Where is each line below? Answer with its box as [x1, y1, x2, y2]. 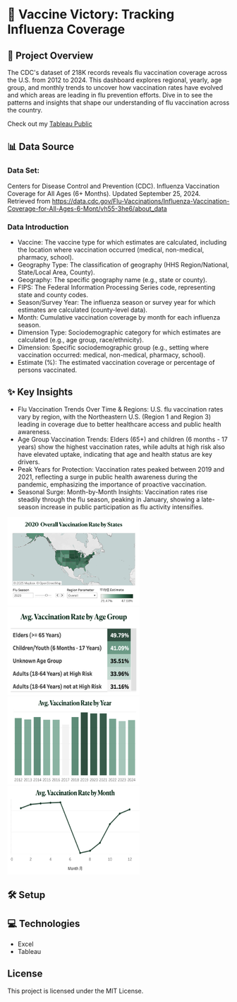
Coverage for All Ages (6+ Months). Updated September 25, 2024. [7, 189, 201, 197]
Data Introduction [7, 222, 69, 232]
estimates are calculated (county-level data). [17, 305, 148, 314]
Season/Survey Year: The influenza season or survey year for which [17, 298, 217, 306]
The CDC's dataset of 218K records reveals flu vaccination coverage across [7, 69, 228, 76]
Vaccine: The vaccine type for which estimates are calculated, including [17, 238, 227, 246]
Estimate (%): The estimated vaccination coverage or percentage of [17, 358, 215, 366]
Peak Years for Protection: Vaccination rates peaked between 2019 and [17, 465, 224, 473]
